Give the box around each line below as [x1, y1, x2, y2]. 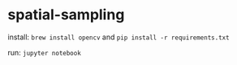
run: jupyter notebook [7, 47, 82, 57]
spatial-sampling [7, 6, 125, 24]
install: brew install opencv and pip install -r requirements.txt [7, 32, 230, 42]
